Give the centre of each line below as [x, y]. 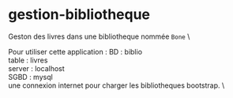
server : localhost [36, 68]
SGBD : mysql [30, 77]
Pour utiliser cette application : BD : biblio [75, 51]
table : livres [28, 60]
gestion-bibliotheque [79, 15]
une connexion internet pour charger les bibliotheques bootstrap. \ [116, 85]
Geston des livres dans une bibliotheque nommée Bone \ [99, 36]
